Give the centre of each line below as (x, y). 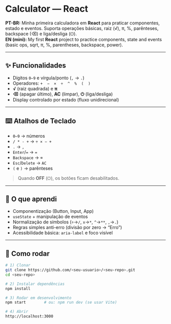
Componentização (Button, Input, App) (53, 211)
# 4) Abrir (17, 312)
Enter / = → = (25, 152)
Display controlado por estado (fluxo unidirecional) (66, 100)
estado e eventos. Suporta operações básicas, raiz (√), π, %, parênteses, (82, 28)
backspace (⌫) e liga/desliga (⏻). (41, 34)
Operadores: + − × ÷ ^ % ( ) (51, 83)
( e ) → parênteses (33, 168)
